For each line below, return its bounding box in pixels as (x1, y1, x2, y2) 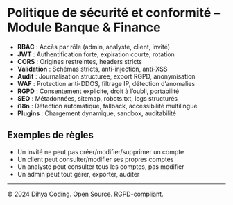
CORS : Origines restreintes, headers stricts (17, 57, 142, 65)
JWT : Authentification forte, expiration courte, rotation (17, 50, 175, 58)
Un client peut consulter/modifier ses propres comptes (17, 155, 174, 163)
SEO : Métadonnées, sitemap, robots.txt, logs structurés (17, 94, 178, 102)
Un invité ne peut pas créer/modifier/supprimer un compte (17, 147, 184, 156)
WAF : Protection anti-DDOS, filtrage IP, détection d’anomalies (17, 79, 196, 88)
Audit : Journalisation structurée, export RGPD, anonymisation (17, 72, 196, 81)
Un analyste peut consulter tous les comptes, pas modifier (17, 162, 184, 171)
